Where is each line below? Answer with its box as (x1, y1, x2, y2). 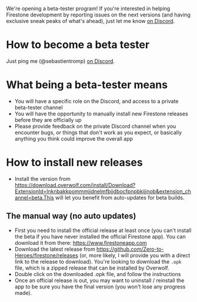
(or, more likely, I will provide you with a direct (79, 251, 191, 258)
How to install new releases (6, 156, 143, 170)
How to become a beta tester (6, 38, 150, 52)
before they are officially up (14, 116, 82, 123)
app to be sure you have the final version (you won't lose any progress (14, 283, 186, 290)
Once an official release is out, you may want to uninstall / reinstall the (14, 277, 185, 284)
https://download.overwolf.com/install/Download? (14, 181, 136, 188)
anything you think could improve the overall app (14, 135, 133, 142)
